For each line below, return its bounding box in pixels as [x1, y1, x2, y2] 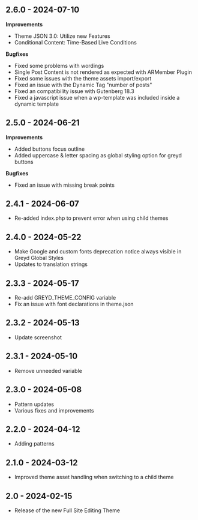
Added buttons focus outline [14, 145, 85, 153]
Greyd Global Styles [14, 255, 64, 262]
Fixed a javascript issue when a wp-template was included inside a [14, 94, 180, 101]
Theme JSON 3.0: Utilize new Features [14, 32, 110, 40]
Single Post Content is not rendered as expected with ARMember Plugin [14, 68, 193, 76]
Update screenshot [14, 333, 62, 341]
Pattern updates [14, 401, 55, 408]
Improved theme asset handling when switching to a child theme [14, 474, 174, 481]
